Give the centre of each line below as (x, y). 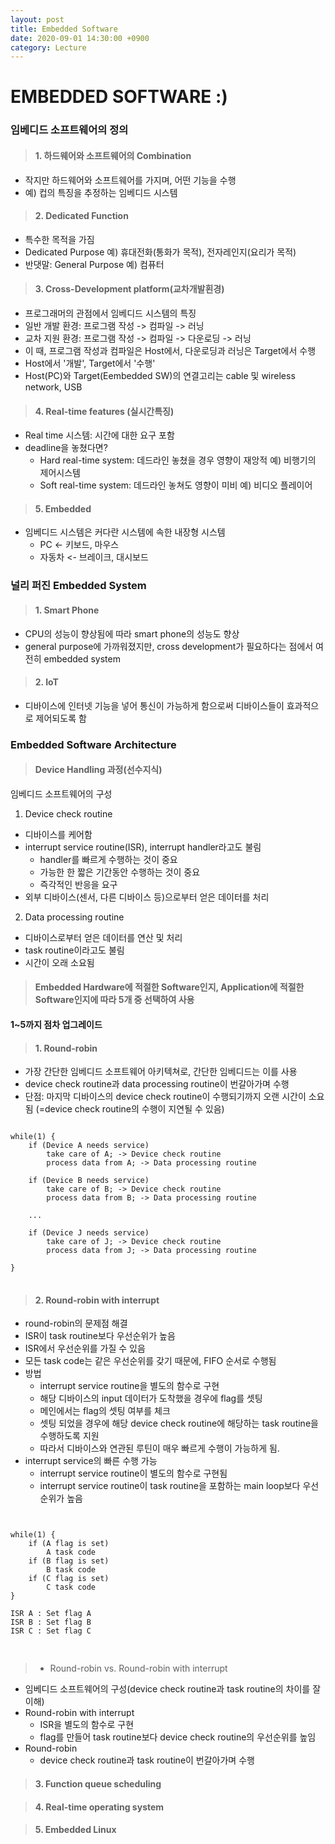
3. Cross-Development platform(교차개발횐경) (129, 289)
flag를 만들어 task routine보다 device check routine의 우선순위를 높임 (178, 1737)
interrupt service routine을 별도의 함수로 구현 (129, 1386)
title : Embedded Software (64, 29)
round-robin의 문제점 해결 (76, 1323)
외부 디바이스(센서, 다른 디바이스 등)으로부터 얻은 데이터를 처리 (147, 897)
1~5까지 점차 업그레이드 (56, 1025)
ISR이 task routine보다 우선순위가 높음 (100, 1336)
